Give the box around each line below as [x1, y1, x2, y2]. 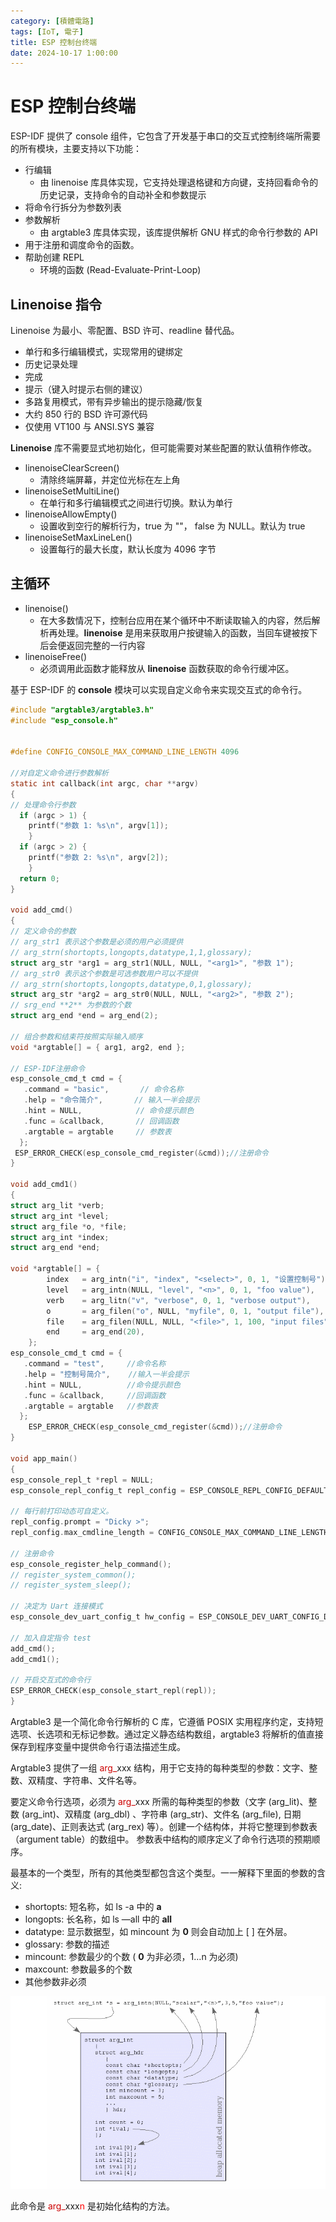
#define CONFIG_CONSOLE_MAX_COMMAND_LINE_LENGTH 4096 [10, 747, 240, 757]
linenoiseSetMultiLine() [24, 485, 120, 497]
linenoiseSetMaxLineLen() [24, 531, 133, 543]
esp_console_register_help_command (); [10, 1559, 172, 1569]
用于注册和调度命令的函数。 [24, 239, 140, 251]
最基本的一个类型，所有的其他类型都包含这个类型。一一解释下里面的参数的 [10, 1866, 317, 1879]
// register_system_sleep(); [10, 1580, 132, 1590]
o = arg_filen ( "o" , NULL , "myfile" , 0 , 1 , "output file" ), [46, 1306, 325, 1316]
